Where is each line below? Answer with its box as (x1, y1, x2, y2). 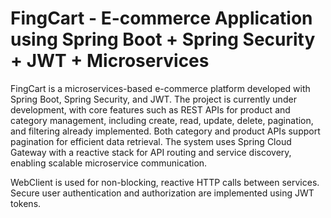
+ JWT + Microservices (10, 50, 210, 72)
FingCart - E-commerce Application (10, 7, 313, 30)
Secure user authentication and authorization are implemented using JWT (10, 187, 315, 199)
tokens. (10, 197, 42, 209)
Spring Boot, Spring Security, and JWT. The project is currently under (10, 93, 297, 105)
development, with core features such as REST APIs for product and (10, 103, 291, 116)
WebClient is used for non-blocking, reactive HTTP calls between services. (10, 176, 320, 188)
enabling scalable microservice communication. (10, 157, 208, 169)
